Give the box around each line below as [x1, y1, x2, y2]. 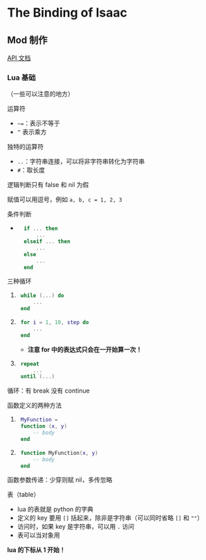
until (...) [20, 373, 55, 380]
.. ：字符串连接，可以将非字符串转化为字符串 [17, 157, 145, 165]
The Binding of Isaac [7, 5, 128, 21]
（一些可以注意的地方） [7, 90, 74, 98]
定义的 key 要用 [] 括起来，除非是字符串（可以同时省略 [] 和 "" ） [17, 514, 204, 522]
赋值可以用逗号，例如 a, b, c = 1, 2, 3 [7, 195, 122, 204]
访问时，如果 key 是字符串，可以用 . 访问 [17, 523, 135, 531]
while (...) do [20, 292, 64, 299]
